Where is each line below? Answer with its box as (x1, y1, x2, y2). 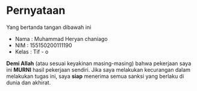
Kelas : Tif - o (14, 48, 49, 55)
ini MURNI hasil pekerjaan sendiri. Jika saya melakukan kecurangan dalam (6, 66, 191, 73)
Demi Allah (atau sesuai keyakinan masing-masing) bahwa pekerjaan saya (6, 60, 192, 67)
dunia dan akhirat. (6, 79, 51, 86)
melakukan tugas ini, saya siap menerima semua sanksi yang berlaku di (6, 72, 184, 80)
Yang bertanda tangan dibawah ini (6, 24, 92, 31)
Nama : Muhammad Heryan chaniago (14, 35, 108, 42)
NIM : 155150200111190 (14, 42, 72, 49)
